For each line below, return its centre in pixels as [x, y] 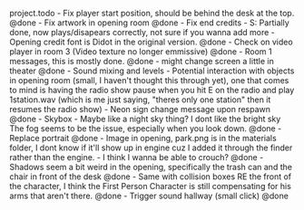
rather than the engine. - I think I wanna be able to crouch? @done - [137, 157]
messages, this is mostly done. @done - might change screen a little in [142, 61]
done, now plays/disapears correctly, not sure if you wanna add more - [142, 32]
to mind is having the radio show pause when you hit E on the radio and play [152, 90]
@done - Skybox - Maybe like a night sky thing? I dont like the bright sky [145, 119]
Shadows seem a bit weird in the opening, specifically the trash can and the [151, 167]
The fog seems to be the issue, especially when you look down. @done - [146, 129]
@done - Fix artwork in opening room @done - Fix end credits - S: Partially [150, 23]
